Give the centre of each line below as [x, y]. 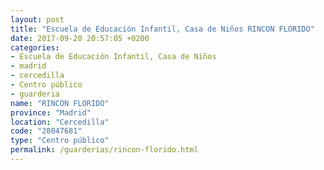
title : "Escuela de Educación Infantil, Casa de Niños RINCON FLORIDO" [162, 29]
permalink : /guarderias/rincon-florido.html [104, 150]
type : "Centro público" [60, 141]
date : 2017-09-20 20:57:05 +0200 [80, 38]
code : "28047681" [46, 131]
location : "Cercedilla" [60, 122]
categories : [35, 47]
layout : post [37, 19]
